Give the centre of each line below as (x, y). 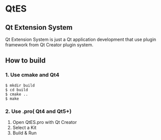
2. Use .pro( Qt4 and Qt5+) (38, 111)
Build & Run (24, 133)
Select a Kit (24, 127)
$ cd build (17, 90)
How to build (25, 61)
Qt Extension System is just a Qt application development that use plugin (81, 39)
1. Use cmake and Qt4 (32, 75)
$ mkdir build (20, 85)
